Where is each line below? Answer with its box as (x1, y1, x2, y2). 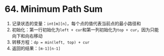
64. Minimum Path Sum (4, 3, 103, 15)
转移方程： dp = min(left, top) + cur (11, 39, 90, 45)
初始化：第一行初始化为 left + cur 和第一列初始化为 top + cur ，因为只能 (11, 26, 159, 33)
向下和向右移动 (11, 33, 43, 39)
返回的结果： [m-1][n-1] (11, 45, 61, 51)
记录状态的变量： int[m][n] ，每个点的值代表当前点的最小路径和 (11, 20, 141, 26)
